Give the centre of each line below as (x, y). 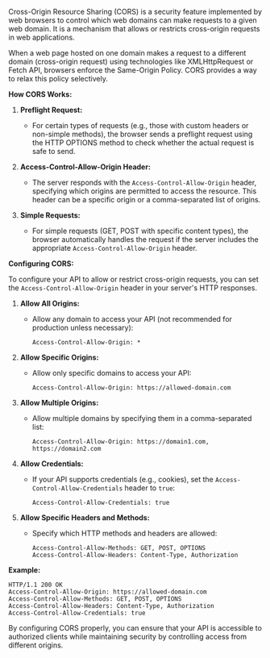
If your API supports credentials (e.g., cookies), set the (123, 479)
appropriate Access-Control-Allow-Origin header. (114, 248)
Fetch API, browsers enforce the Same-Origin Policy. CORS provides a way (133, 70)
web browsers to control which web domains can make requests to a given (133, 20)
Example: (25, 570)
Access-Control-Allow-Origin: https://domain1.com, (120, 442)
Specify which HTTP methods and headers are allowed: (125, 533)
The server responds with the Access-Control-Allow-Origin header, (144, 182)
